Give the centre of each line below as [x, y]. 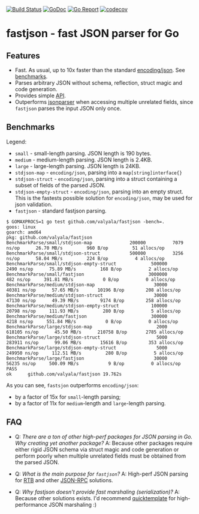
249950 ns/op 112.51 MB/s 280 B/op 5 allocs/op [95, 353]
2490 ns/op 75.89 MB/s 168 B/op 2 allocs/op [92, 269]
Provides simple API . [40, 95]
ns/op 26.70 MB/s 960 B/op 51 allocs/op [85, 248]
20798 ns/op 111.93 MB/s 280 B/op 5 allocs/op [94, 311]
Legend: [16, 142]
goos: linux [21, 227]
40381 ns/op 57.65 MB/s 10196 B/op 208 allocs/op [94, 290]
